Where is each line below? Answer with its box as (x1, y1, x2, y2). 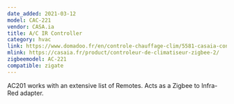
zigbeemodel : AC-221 (7, 56, 68, 63)
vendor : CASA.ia (7, 23, 54, 30)
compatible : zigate (7, 62, 64, 69)
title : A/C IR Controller (7, 29, 82, 37)
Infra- (201, 81, 218, 89)
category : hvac (7, 36, 52, 43)
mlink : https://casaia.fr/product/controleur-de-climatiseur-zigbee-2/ (7, 50, 219, 57)
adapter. (19, 89, 44, 97)
